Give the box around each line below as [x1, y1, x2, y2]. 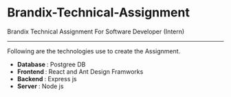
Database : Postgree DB [16, 60, 86, 68]
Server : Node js [16, 82, 64, 90]
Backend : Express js [16, 74, 77, 83]
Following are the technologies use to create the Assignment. [7, 46, 181, 55]
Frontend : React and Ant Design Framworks [16, 67, 144, 76]
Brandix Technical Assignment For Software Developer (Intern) [7, 27, 185, 36]
